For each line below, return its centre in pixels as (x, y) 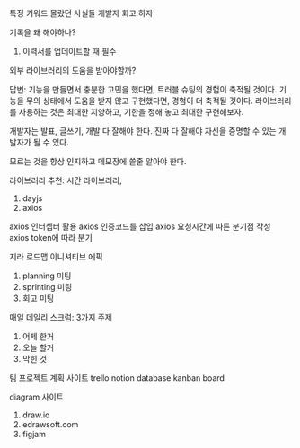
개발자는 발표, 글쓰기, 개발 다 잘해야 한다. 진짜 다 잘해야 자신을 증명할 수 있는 (143, 131)
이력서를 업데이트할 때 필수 (69, 51)
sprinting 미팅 (47, 287)
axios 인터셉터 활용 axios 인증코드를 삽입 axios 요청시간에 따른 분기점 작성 (140, 226)
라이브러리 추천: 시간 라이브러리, (66, 180)
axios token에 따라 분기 (51, 237)
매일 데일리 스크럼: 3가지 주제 (61, 317)
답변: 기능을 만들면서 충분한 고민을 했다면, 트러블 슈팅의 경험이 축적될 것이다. (143, 89)
